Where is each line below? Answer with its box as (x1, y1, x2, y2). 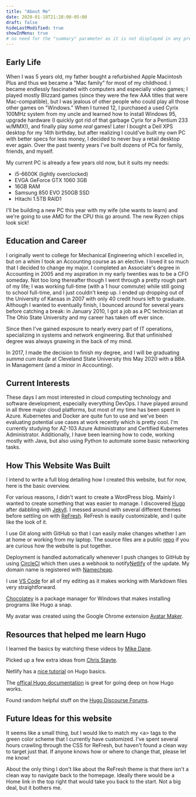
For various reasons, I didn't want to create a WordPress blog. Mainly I (6, 494, 175, 501)
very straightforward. (6, 584, 57, 591)
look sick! (6, 219, 29, 226)
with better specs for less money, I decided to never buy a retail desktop (6, 135, 180, 142)
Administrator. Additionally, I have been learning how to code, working (6, 431, 175, 438)
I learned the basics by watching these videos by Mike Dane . (6, 645, 152, 652)
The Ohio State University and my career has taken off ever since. (6, 314, 164, 321)
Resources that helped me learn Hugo (6, 630, 146, 639)
